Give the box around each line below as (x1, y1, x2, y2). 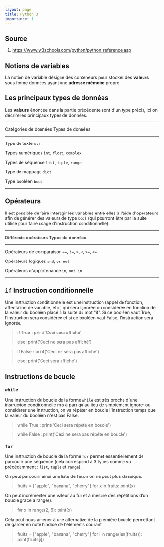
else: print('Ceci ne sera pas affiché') (17, 339, 92, 345)
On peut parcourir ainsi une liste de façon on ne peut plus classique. (5, 474, 143, 479)
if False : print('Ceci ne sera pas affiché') (17, 349, 99, 355)
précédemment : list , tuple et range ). (5, 464, 82, 470)
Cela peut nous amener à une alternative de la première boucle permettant (5, 517, 155, 523)
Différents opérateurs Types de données (5, 235, 87, 240)
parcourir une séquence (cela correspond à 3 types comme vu (5, 459, 131, 465)
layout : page (5, 7, 32, 12)
